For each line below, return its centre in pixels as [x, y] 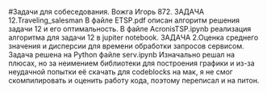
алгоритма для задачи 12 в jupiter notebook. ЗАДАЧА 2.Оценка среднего [133, 37]
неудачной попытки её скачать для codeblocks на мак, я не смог [121, 72]
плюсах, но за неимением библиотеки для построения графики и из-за [132, 63]
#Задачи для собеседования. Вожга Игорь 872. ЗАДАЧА [106, 12]
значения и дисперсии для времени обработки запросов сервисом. [126, 46]
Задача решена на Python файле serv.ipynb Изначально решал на [122, 55]
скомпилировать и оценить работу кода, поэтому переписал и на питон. [134, 80]
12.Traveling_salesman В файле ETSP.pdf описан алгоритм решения [124, 20]
